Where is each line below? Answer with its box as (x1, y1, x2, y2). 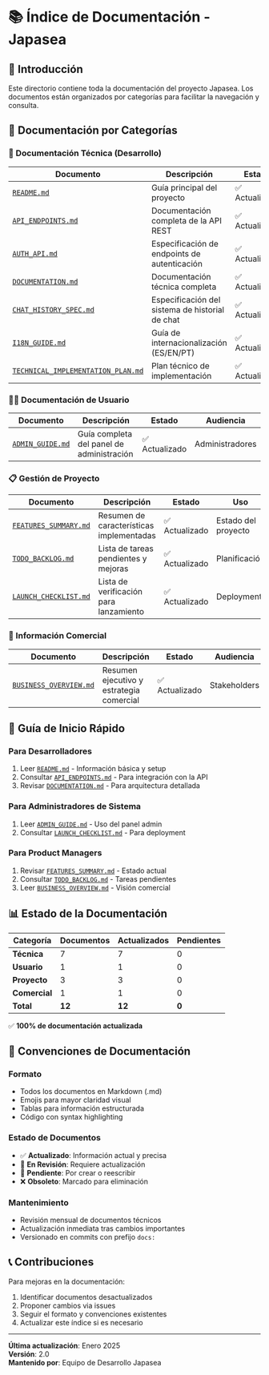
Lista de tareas (98, 543, 154, 554)
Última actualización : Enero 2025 (8, 1341, 121, 1350)
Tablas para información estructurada (19, 1104, 144, 1113)
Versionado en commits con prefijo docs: (19, 1232, 156, 1241)
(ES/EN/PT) (151, 347, 195, 358)
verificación (98, 586, 143, 597)
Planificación (215, 553, 266, 565)
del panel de (77, 438, 124, 449)
